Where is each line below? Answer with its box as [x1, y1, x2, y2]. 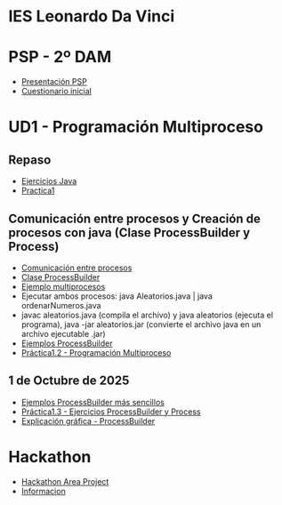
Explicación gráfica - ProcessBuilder [20, 415, 156, 426]
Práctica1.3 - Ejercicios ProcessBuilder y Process [20, 406, 201, 417]
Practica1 [20, 185, 55, 196]
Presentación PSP [20, 76, 88, 87]
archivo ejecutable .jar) [20, 328, 106, 339]
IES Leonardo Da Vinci [8, 6, 175, 27]
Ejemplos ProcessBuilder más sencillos [20, 397, 165, 407]
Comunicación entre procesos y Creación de [8, 211, 262, 226]
